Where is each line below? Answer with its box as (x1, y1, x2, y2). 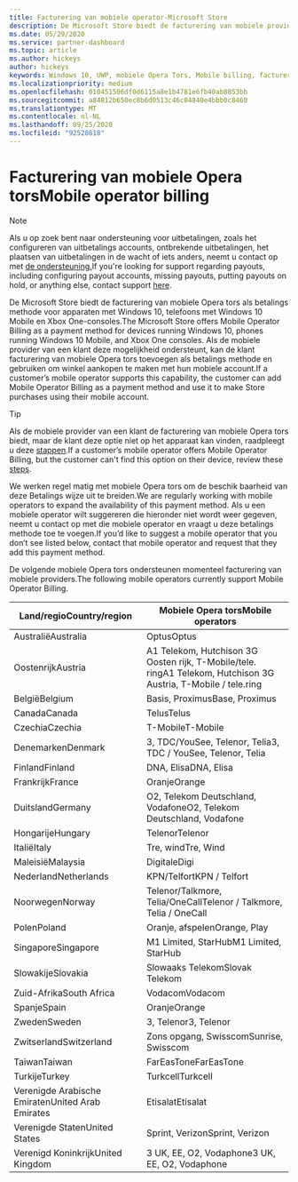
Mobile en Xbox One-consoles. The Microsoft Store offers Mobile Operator (9, 315, 280, 326)
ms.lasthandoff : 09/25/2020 (9, 121, 114, 130)
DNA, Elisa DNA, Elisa (145, 761, 233, 773)
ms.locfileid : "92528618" (9, 129, 105, 138)
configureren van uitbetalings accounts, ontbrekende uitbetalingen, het (9, 242, 269, 252)
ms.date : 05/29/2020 (9, 29, 86, 38)
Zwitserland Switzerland (13, 1035, 113, 1048)
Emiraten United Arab (13, 1095, 100, 1107)
